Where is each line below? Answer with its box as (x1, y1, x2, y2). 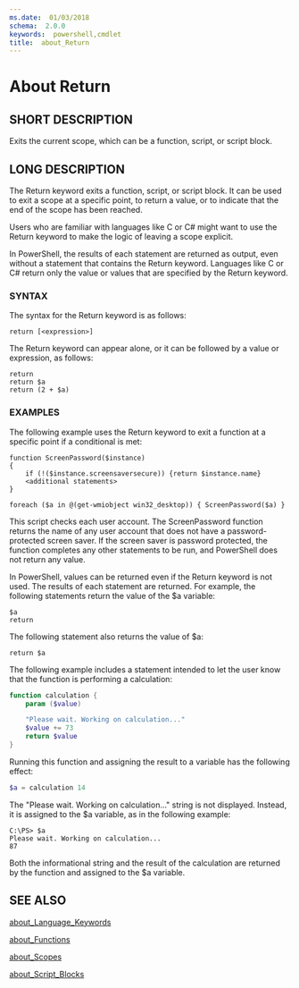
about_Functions (9, 933, 71, 944)
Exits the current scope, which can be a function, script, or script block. (9, 136, 273, 147)
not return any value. (9, 553, 87, 564)
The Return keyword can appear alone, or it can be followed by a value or (9, 343, 279, 354)
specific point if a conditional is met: (9, 435, 143, 447)
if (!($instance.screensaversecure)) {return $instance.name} (25, 469, 262, 478)
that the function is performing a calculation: (9, 673, 172, 684)
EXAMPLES (9, 406, 60, 418)
